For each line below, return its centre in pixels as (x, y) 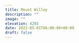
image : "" (15, 19)
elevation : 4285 (22, 23)
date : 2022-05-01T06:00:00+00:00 (40, 28)
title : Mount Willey (27, 10)
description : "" (22, 14)
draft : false (19, 33)
